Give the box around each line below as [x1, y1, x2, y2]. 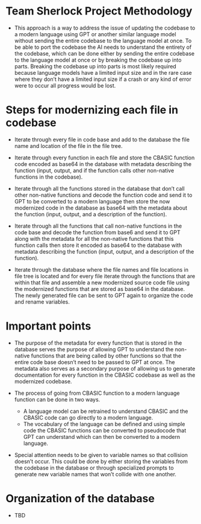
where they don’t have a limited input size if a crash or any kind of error [14, 75, 192, 83]
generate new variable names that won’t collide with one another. [14, 470, 177, 478]
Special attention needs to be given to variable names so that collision [14, 451, 188, 458]
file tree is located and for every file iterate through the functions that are [14, 272, 196, 280]
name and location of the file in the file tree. [14, 142, 123, 149]
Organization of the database [5, 492, 155, 505]
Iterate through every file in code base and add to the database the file [14, 136, 190, 143]
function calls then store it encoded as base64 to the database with [14, 241, 182, 249]
